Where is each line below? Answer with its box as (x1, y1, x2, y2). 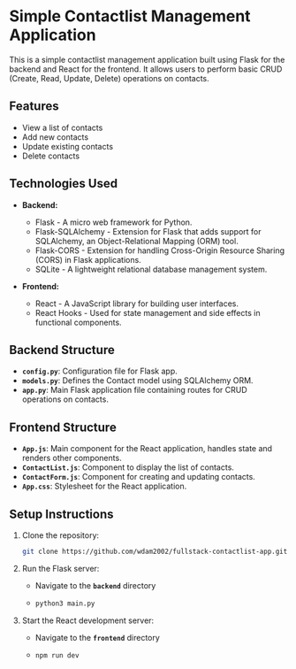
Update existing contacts (21, 141, 113, 151)
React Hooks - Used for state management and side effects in (34, 307, 261, 318)
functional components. (34, 317, 122, 327)
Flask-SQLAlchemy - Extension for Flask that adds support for (34, 226, 262, 236)
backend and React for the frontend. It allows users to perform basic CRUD (9, 64, 283, 74)
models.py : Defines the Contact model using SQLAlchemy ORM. (21, 375, 254, 386)
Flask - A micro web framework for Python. (34, 217, 193, 227)
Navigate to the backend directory (34, 580, 156, 590)
